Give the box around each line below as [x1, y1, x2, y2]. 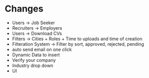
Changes [5, 3, 43, 15]
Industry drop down [12, 62, 54, 68]
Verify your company [12, 57, 56, 63]
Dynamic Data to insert [12, 51, 60, 58]
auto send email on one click [12, 46, 72, 52]
